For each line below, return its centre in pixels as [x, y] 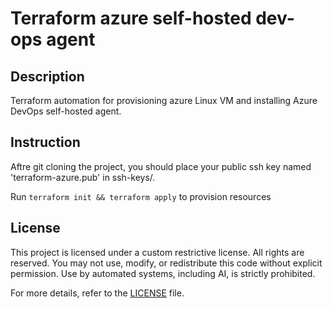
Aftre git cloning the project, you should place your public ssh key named [161, 166]
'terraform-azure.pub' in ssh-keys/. [83, 177]
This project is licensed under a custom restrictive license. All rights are [157, 252]
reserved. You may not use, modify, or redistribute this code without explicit [166, 263]
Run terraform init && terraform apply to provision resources [141, 196]
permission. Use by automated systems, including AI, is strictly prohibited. [163, 273]
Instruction [45, 142]
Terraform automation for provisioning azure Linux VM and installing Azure [164, 100]
